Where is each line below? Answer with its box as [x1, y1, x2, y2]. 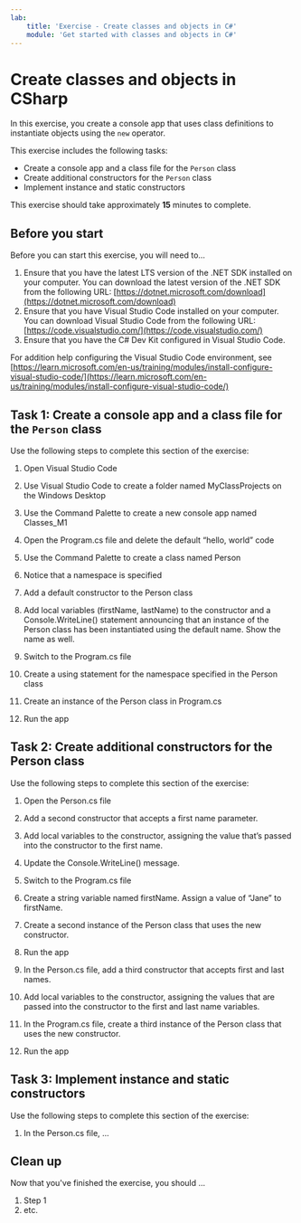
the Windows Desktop [23, 489, 107, 500]
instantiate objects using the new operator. [10, 128, 166, 138]
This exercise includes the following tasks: [10, 146, 168, 156]
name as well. [23, 633, 75, 644]
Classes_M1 [23, 517, 68, 527]
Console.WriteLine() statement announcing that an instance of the [23, 614, 269, 625]
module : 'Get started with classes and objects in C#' [26, 30, 238, 39]
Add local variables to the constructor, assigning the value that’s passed [23, 830, 292, 841]
